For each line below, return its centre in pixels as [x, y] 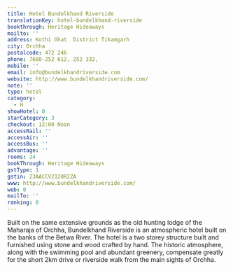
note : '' [20, 85]
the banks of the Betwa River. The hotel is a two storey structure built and [113, 237]
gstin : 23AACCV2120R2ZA [42, 176]
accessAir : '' [28, 137]
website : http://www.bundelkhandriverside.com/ [78, 79]
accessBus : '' [28, 144]
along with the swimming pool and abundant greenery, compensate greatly [115, 252]
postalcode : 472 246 [37, 53]
